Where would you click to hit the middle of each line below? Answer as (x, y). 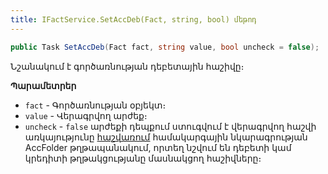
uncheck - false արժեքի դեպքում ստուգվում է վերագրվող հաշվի (170, 126)
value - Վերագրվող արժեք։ (86, 115)
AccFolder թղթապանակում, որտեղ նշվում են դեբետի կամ (158, 147)
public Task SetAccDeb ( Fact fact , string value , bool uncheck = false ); (165, 47)
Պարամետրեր (43, 85)
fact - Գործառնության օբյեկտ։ (95, 105)
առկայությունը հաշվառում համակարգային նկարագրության (166, 137)
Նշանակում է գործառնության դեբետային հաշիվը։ (127, 66)
